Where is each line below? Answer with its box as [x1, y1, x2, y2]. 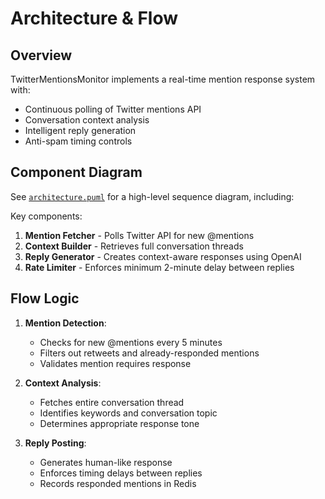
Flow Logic [10, 290, 80, 307]
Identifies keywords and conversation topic [39, 407, 218, 419]
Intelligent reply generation [24, 125, 137, 136]
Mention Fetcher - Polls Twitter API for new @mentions [24, 229, 255, 241]
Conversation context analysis [24, 114, 150, 126]
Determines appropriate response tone [39, 417, 200, 429]
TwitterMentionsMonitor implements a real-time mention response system [10, 73, 316, 85]
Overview [10, 47, 73, 64]
